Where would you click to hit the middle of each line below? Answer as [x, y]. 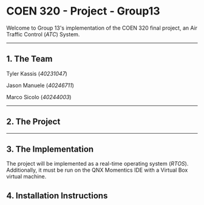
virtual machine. [26, 177]
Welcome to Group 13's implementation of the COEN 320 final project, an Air [102, 28]
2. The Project [33, 122]
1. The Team [29, 59]
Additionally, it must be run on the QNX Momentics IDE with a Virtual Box [97, 170]
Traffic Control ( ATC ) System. [43, 34]
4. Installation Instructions [57, 196]
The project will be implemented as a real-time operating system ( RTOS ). [97, 164]
